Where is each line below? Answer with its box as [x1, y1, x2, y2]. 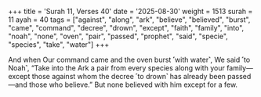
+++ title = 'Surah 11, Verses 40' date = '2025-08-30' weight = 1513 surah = [8, 7, 253, 16]
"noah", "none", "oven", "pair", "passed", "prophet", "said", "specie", [8, 31, 229, 41]
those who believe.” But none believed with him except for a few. [28, 80, 237, 89]
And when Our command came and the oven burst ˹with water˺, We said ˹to [8, 55, 251, 64]
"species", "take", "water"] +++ [8, 40, 110, 49]
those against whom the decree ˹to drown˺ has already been [31, 72, 226, 81]
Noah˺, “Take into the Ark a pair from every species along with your [8, 63, 225, 73]
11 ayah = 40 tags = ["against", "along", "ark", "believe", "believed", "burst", [8, 15, 251, 24]
